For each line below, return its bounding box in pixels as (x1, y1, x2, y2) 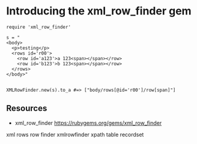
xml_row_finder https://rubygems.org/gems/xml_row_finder (14, 119, 162, 127)
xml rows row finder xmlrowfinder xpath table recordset (6, 131, 144, 138)
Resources (6, 103, 47, 113)
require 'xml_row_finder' (6, 24, 71, 30)
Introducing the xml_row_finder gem (6, 4, 192, 18)
